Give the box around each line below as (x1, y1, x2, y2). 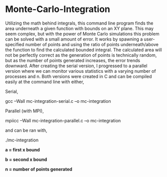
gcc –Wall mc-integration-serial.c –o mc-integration (5, 98, 111, 104)
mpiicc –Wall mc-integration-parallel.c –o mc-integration (5, 117, 121, 123)
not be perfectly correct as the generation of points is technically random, (5, 52, 157, 58)
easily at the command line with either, (5, 79, 84, 85)
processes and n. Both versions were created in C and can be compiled (5, 73, 152, 79)
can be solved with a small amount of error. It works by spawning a (5, 36, 143, 42)
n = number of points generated (5, 166, 72, 172)
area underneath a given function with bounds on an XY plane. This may (5, 25, 154, 31)
